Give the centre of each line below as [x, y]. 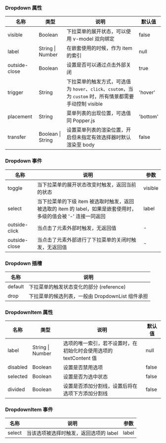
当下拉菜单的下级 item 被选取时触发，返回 [85, 201]
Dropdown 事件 [24, 161]
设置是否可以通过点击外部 [96, 65]
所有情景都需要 [117, 97]
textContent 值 [80, 358]
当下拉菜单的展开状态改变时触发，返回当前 [86, 184]
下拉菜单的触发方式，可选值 [99, 82]
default [16, 286]
